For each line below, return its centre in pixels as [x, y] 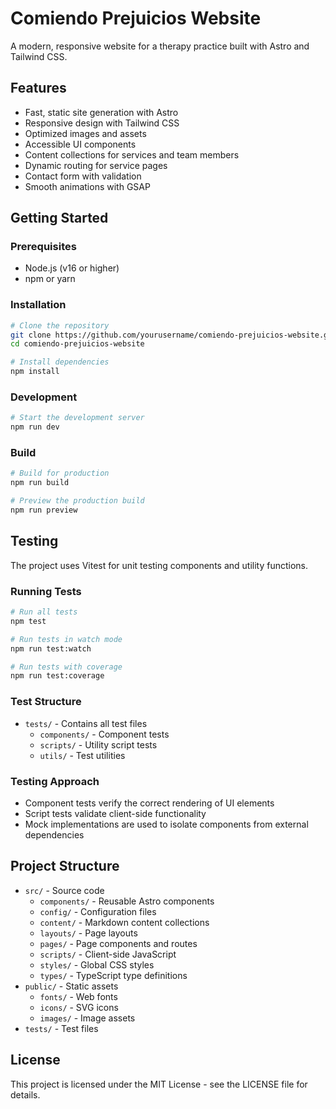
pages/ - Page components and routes [118, 943]
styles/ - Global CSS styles [97, 964]
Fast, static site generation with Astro [101, 112]
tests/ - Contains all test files [86, 723]
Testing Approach [55, 781]
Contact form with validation [83, 176]
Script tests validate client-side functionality [115, 813]
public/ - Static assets [71, 986]
